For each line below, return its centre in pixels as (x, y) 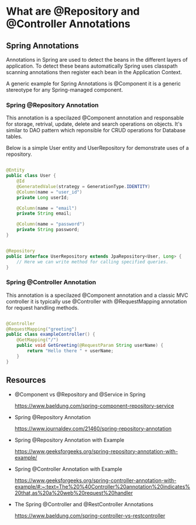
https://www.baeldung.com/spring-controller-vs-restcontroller (90, 516)
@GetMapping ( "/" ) (38, 340)
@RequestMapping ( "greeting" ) (42, 329)
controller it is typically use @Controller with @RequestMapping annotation (97, 301)
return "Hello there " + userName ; (71, 351)
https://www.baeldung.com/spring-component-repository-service (94, 406)
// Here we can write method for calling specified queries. (92, 262)
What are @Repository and (73, 11)
